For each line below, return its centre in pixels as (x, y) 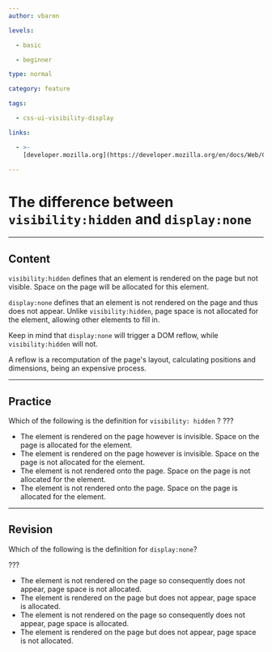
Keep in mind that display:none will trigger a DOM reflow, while (113, 336)
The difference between (91, 202)
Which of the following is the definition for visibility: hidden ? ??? (121, 421)
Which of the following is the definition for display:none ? (103, 549)
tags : (17, 104)
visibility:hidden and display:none (130, 219)
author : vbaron (34, 16)
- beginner (34, 60)
